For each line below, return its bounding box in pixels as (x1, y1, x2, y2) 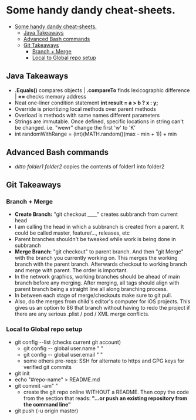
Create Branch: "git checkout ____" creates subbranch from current (14, 211, 178, 218)
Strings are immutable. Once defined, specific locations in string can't (14, 118, 184, 125)
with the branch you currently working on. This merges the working (14, 255, 178, 262)
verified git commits (23, 363, 72, 370)
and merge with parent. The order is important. (14, 267, 128, 274)
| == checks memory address (14, 93, 87, 100)
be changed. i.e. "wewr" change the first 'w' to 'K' (14, 124, 136, 131)
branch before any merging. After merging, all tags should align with (14, 279, 180, 286)
